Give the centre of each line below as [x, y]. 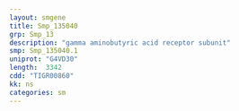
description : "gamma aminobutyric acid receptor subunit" [120, 43]
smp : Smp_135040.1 [44, 51]
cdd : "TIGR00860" [42, 76]
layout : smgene [38, 17]
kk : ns [22, 84]
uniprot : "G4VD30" [44, 59]
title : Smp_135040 [44, 26]
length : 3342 [36, 68]
